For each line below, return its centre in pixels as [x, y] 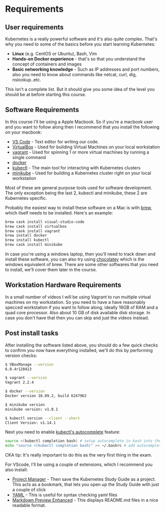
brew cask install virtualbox [36, 226]
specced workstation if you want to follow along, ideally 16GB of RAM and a [82, 307]
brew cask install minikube [34, 245]
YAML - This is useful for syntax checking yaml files [65, 495]
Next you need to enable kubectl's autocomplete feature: [63, 432]
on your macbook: [24, 132]
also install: [16, 470]
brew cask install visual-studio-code [45, 222]
